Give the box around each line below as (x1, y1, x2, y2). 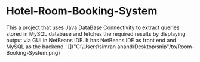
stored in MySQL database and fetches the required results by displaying (6, 30, 186, 37)
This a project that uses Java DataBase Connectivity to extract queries (6, 24, 180, 31)
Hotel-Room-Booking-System (6, 4, 158, 18)
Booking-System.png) (6, 49, 60, 56)
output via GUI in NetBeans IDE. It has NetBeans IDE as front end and (6, 36, 176, 44)
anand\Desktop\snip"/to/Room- (117, 43, 195, 50)
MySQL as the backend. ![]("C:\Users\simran (6, 43, 116, 50)
